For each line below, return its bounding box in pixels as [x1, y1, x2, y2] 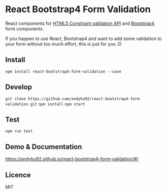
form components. [5, 25, 44, 31]
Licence [5, 171, 31, 179]
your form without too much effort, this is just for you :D [5, 41, 122, 47]
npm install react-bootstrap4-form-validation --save [5, 69, 122, 74]
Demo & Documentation [5, 142, 82, 151]
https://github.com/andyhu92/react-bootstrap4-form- [27, 96, 142, 101]
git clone [5, 96, 26, 101]
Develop [5, 83, 32, 92]
